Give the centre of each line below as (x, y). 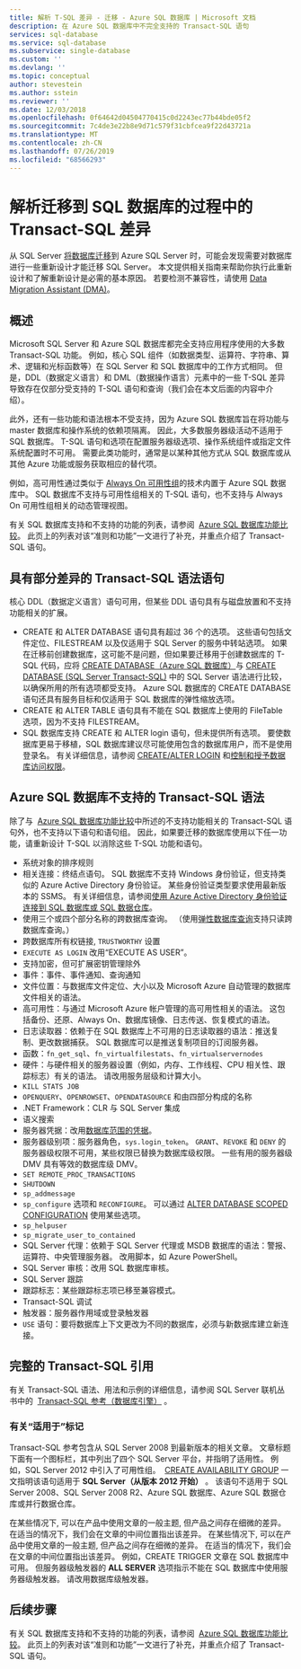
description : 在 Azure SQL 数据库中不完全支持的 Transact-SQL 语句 (129, 26)
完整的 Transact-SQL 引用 (82, 1366)
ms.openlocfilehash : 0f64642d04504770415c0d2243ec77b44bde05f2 (130, 118)
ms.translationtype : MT (54, 135)
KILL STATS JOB (51, 1086)
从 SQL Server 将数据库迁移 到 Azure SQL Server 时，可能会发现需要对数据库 (150, 256)
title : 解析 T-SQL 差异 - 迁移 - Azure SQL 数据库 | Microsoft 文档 (133, 18)
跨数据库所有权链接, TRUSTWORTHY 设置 (91, 940)
